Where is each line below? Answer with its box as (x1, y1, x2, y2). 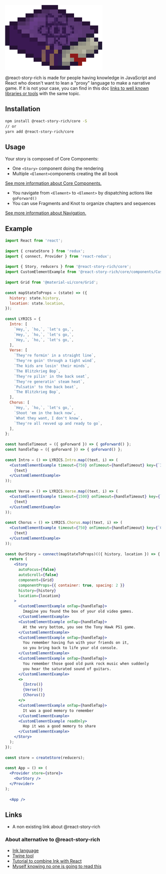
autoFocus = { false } (18, 567, 56, 572)
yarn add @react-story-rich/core (5, 129, 74, 134)
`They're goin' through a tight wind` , (14, 359, 96, 363)
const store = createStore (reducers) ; (5, 755, 85, 760)
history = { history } (18, 588, 56, 593)
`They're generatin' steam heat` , (14, 379, 85, 384)
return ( (9, 557, 28, 562)
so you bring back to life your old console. (23, 646, 119, 651)
